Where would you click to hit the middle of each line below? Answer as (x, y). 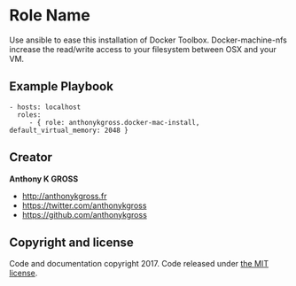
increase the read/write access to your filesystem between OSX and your (143, 49)
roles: (29, 115)
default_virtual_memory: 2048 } (69, 130)
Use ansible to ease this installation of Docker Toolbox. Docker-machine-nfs (148, 40)
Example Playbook (61, 86)
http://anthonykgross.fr (64, 196)
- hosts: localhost (45, 107)
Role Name (50, 15)
